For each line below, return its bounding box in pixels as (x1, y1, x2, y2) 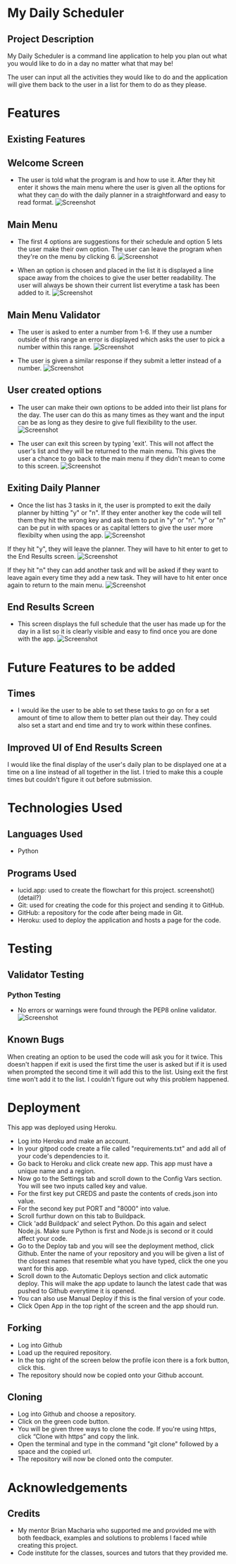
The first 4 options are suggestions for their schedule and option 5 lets (17, 238, 223, 246)
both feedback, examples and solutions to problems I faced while (17, 1534, 207, 1542)
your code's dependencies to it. (17, 1151, 111, 1160)
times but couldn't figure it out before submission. (7, 775, 153, 784)
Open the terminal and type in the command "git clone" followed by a (17, 1440, 218, 1448)
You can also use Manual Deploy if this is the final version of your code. (17, 1294, 225, 1302)
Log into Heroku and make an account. (17, 1136, 130, 1145)
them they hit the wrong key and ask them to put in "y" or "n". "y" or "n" (17, 516, 227, 524)
